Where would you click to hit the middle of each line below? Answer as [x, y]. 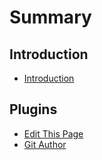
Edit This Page [53, 133]
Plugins [33, 109]
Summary [50, 17]
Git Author [45, 144]
